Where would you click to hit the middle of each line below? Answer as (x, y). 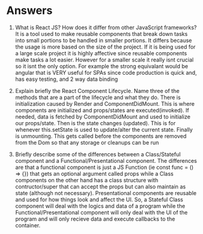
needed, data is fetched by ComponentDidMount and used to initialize (103, 117)
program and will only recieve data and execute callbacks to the (95, 219)
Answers (29, 11)
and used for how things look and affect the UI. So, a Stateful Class (99, 199)
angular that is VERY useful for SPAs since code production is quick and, (106, 72)
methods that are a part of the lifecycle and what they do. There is (98, 97)
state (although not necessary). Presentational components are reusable (106, 193)
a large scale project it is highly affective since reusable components (101, 53)
